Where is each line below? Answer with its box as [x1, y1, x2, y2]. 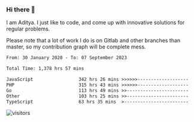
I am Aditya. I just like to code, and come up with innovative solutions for [6, 19, 185, 26]
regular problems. [6, 25, 50, 32]
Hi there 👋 [6, 5, 36, 14]
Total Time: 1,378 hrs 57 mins [6, 66, 84, 72]
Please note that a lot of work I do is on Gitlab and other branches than [6, 37, 181, 44]
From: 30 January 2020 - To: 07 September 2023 [6, 55, 128, 61]
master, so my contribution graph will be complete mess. [6, 43, 146, 50]
